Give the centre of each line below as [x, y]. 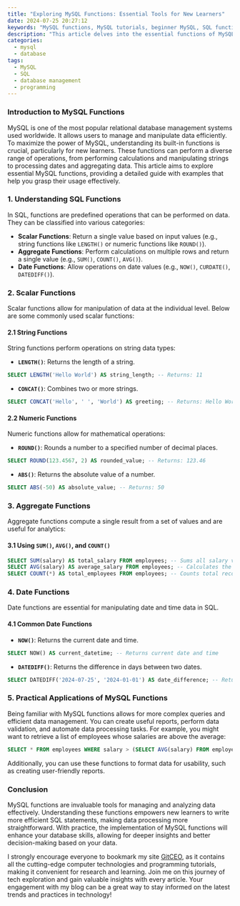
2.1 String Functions [37, 332]
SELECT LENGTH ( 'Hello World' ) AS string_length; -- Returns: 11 [105, 375]
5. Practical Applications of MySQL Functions [87, 698]
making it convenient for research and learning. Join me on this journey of [116, 872]
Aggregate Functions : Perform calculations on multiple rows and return [123, 252]
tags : [15, 61]
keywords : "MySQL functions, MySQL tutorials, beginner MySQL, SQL [110, 27]
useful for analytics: [36, 529]
